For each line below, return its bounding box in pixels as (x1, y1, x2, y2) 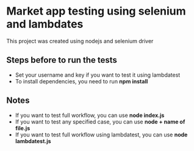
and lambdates (6, 17, 84, 31)
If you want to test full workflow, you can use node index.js (15, 111, 165, 119)
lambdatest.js (15, 137, 51, 144)
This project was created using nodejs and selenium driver (6, 37, 154, 44)
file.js (15, 124, 31, 132)
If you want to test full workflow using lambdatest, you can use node (15, 131, 188, 138)
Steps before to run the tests (6, 55, 118, 65)
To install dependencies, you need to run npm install (15, 77, 148, 85)
